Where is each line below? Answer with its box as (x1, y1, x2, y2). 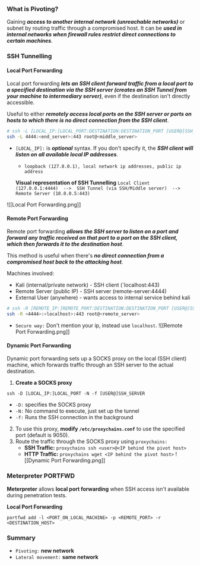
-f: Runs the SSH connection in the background (15, 414, 134, 421)
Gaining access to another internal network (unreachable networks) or (7, 18, 185, 26)
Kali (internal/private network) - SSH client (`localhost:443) (15, 281, 160, 288)
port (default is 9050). (15, 432, 70, 439)
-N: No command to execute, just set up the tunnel (15, 407, 139, 415)
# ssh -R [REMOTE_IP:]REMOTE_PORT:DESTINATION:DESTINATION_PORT (7, 306, 169, 312)
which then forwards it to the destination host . (7, 240, 124, 248)
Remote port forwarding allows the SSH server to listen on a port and (7, 228, 179, 235)
